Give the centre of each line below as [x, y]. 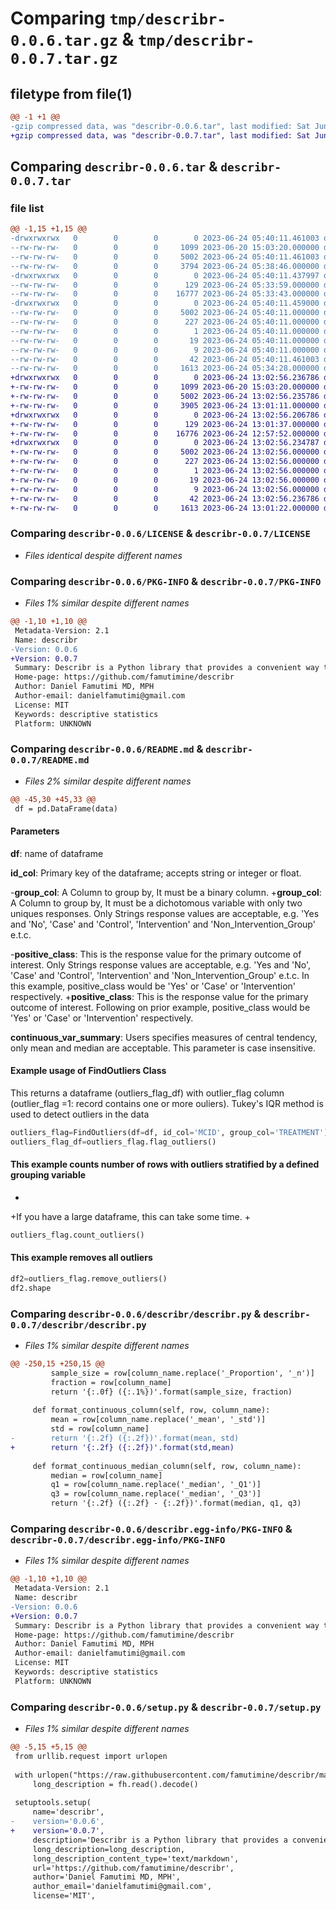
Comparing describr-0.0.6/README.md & [107, 749]
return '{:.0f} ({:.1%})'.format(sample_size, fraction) [171, 1392]
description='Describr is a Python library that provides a [160, 1840]
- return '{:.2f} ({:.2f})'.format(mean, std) [125, 1438]
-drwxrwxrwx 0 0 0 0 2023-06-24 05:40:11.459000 [165, 303]
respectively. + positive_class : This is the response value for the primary [159, 996]
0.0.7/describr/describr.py [78, 1325]
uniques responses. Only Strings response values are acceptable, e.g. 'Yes [165, 913]
